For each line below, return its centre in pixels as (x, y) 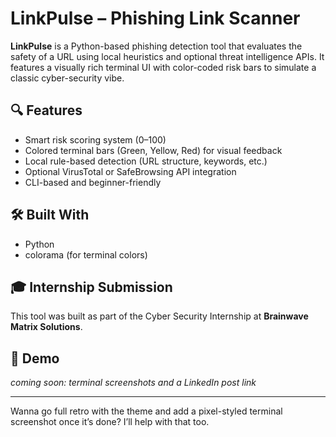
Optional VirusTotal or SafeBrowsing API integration (130, 171)
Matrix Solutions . (46, 327)
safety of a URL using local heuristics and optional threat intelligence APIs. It (167, 56)
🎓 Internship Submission (91, 287)
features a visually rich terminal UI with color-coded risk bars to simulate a (163, 67)
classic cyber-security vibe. (67, 78)
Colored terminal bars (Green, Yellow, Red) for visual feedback (153, 150)
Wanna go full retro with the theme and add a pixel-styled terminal (146, 411)
